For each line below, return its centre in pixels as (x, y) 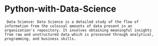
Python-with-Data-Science (60, 9)
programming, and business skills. (40, 39)
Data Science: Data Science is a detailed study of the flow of (72, 22)
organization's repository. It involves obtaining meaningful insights (78, 30)
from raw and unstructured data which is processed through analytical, (79, 34)
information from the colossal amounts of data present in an (68, 26)
